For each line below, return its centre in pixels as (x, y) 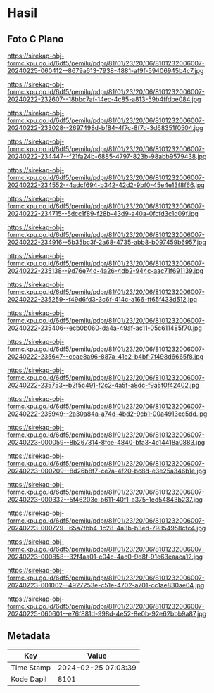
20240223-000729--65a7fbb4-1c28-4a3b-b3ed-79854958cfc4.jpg (107, 528)
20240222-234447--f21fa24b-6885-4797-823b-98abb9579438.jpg (107, 157)
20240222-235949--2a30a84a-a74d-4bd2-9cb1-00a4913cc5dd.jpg (107, 414)
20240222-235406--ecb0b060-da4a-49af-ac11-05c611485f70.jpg (105, 328)
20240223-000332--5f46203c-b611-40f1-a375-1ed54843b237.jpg (105, 500)
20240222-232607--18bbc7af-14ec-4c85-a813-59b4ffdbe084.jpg (104, 99)
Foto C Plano (36, 39)
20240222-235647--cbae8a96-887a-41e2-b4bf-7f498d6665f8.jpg (106, 356)
